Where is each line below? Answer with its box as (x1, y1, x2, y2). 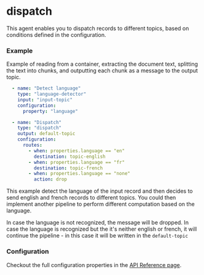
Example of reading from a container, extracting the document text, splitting (6, 60, 198, 68)
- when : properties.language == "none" (28, 171, 131, 177)
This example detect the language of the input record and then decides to (6, 187, 193, 195)
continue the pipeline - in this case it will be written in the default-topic (6, 232, 189, 239)
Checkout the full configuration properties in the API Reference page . (6, 261, 182, 268)
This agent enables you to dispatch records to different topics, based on (6, 25, 189, 32)
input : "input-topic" (17, 96, 73, 103)
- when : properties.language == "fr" (28, 159, 125, 165)
